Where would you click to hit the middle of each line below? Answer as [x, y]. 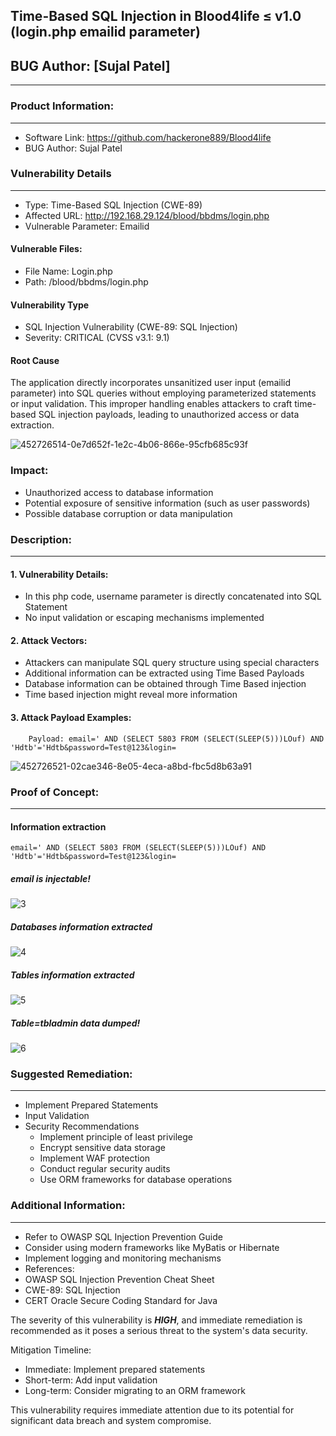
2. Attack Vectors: [49, 640]
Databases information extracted [81, 926]
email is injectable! [50, 878]
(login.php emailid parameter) [105, 32]
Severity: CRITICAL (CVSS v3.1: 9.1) [97, 338]
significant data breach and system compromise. [111, 1420]
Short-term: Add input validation [91, 1380]
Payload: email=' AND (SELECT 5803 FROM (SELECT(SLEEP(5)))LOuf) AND [176, 739]
